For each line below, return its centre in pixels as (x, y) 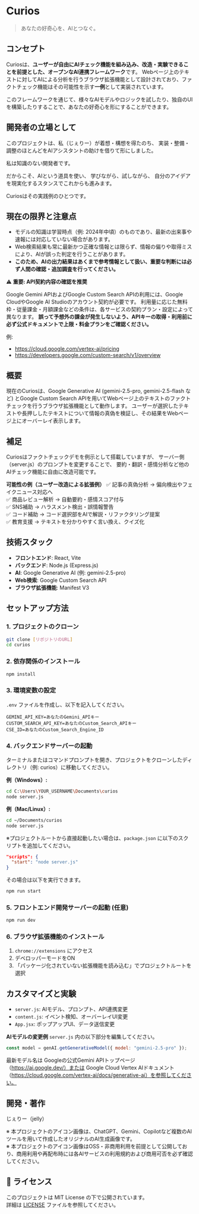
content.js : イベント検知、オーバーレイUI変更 (71, 1017)
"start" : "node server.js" (45, 862)
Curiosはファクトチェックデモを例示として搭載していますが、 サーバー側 (95, 457)
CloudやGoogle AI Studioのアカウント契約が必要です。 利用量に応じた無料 (97, 302)
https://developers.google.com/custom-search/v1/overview (88, 355)
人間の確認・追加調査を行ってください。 (69, 269)
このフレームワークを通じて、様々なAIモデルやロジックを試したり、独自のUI (99, 99)
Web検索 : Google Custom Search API (61, 580)
